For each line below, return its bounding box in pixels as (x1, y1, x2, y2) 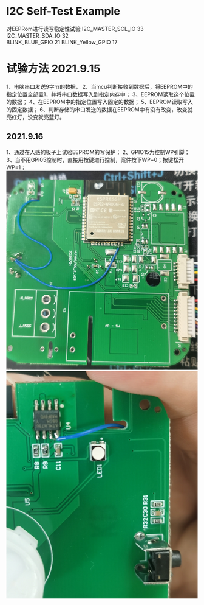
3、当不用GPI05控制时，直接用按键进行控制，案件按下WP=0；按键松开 (6, 156, 184, 163)
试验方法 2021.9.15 (6, 62, 101, 75)
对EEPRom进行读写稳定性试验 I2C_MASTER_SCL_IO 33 (6, 25, 144, 32)
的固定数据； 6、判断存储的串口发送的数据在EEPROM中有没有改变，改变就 (6, 105, 193, 113)
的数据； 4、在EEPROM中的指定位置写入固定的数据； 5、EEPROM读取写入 (6, 98, 193, 105)
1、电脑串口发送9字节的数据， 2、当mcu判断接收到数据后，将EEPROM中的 (6, 83, 193, 90)
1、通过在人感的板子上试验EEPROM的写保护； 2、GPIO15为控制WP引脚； (6, 148, 190, 156)
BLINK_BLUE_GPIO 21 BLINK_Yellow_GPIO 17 (6, 38, 118, 46)
